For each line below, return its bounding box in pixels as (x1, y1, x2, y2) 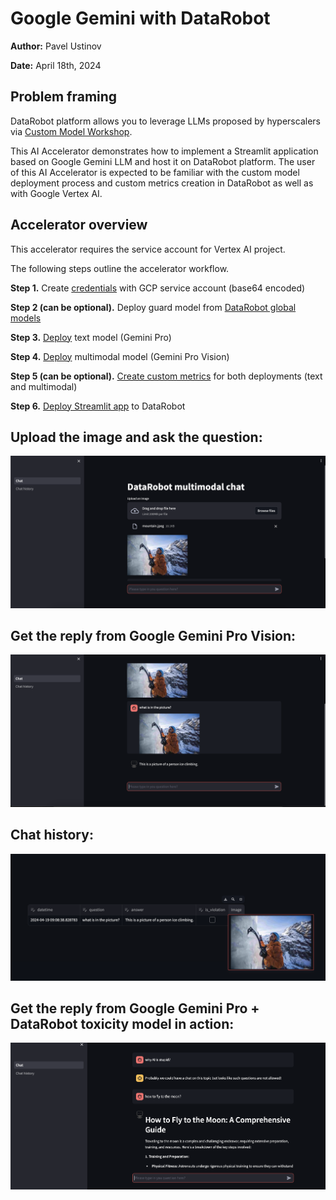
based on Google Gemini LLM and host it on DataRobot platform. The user (10, 155, 316, 167)
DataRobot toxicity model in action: (10, 1015, 235, 1032)
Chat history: (10, 827, 94, 844)
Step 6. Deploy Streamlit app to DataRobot (10, 400, 186, 412)
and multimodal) (10, 380, 78, 392)
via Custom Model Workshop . (10, 125, 133, 137)
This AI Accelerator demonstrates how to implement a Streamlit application (10, 145, 319, 157)
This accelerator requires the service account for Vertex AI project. (10, 243, 286, 255)
